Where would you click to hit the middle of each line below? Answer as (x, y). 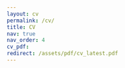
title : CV (21, 27)
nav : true (21, 34)
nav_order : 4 (26, 40)
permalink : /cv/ (31, 21)
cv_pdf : (18, 47)
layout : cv (23, 14)
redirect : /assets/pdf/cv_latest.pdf (62, 54)
